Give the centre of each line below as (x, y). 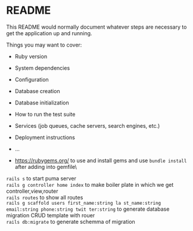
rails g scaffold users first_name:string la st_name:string (84, 203)
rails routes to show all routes (45, 197)
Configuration (32, 79)
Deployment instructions (45, 137)
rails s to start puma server (41, 178)
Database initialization (42, 103)
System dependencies (42, 68)
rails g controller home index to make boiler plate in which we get (90, 184)
